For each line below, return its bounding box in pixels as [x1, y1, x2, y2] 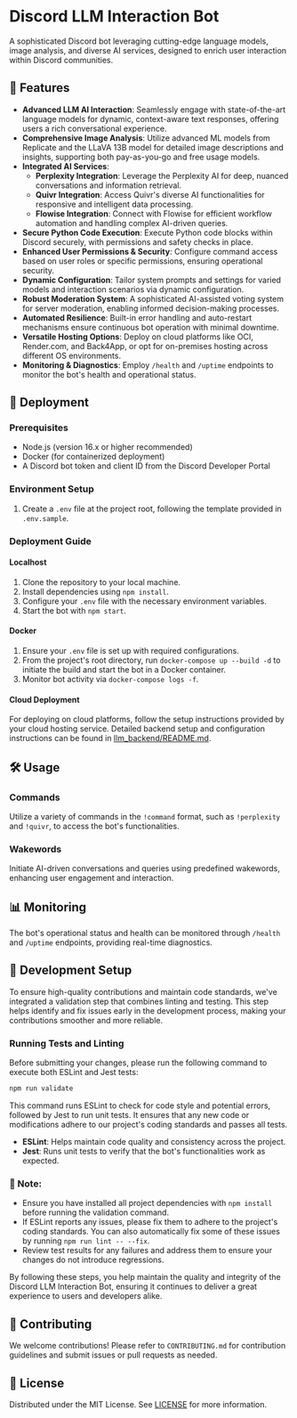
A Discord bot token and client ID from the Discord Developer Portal [21, 460, 271, 471]
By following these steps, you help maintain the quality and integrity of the [9, 1272, 282, 1283]
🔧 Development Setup [9, 963, 132, 978]
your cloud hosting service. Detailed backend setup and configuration [9, 723, 265, 734]
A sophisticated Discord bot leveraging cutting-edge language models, [9, 36, 269, 46]
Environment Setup [9, 483, 95, 495]
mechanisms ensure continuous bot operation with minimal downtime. [21, 322, 280, 332]
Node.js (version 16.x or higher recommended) [21, 442, 193, 452]
